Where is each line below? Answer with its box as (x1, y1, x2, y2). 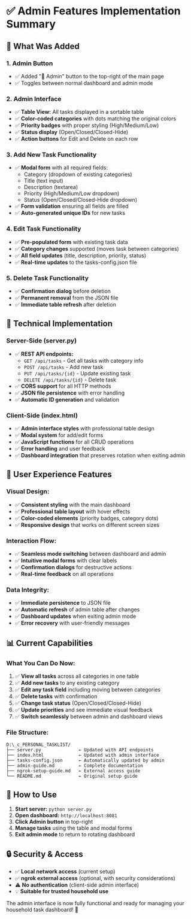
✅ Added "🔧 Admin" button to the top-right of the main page (14, 72, 165, 80)
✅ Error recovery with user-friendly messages (14, 620, 130, 627)
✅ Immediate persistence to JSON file (14, 599, 111, 606)
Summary (6, 17, 56, 31)
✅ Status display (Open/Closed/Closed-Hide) (14, 129, 129, 136)
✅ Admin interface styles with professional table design (14, 425, 154, 432)
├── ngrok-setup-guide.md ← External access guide (6, 768, 141, 774)
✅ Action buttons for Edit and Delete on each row (14, 135, 138, 142)
